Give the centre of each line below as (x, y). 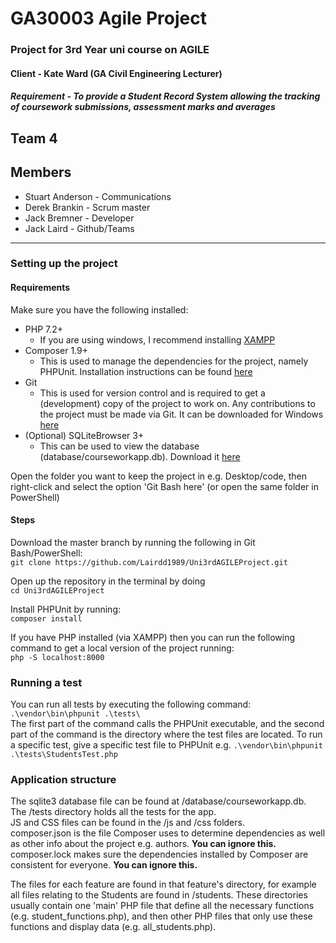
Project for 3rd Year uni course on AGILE (110, 50)
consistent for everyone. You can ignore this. (104, 865)
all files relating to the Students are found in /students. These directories (159, 895)
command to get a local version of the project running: (122, 648)
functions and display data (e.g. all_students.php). (113, 927)
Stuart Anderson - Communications (98, 196)
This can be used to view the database (119, 446)
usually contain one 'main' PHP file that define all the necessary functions (162, 906)
